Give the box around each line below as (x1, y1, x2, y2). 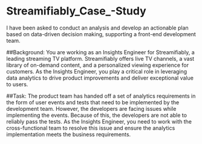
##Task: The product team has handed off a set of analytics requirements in (6, 92, 196, 99)
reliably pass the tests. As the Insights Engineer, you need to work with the (6, 117, 192, 125)
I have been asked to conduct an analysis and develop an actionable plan (6, 24, 189, 31)
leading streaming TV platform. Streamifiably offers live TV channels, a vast (6, 55, 195, 62)
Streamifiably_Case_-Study (6, 4, 146, 18)
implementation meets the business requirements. (6, 131, 131, 138)
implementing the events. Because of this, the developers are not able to (6, 111, 187, 119)
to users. (6, 80, 28, 88)
